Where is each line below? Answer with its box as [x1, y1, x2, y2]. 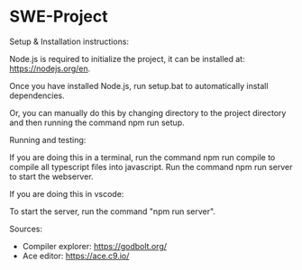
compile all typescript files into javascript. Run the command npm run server [9, 161, 293, 172]
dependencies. [9, 90, 65, 101]
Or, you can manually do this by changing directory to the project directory [9, 107, 287, 118]
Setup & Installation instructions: [9, 36, 129, 47]
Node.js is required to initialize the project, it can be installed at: [9, 53, 245, 64]
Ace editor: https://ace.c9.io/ [22, 250, 130, 261]
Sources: [9, 223, 43, 234]
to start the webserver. [9, 171, 94, 182]
